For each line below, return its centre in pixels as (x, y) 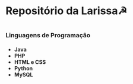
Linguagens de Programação (48, 35)
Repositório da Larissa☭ (66, 11)
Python (23, 68)
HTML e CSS (30, 62)
